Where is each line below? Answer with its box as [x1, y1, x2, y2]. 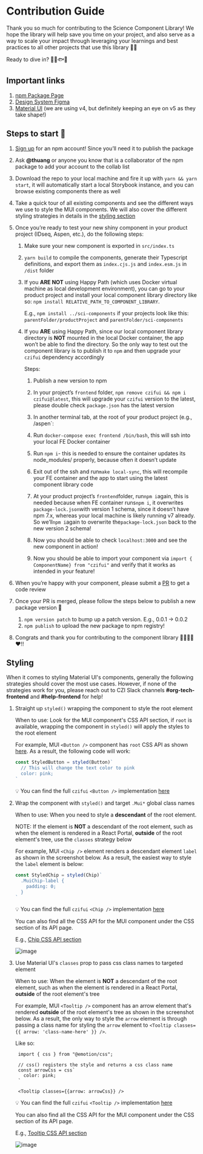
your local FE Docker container [33, 438, 111, 445]
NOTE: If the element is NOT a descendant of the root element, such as [15, 822, 193, 830]
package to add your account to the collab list [15, 162, 130, 170]
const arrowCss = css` [18, 1067, 76, 1073]
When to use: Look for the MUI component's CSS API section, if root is [15, 716, 193, 724]
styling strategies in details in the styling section [15, 212, 136, 219]
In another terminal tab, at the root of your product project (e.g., [33, 413, 193, 421]
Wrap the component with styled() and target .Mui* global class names [15, 799, 195, 807]
